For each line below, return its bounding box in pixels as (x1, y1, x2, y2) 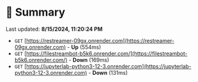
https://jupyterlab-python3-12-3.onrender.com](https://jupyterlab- (26, 63, 192, 70)
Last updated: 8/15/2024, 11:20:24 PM (5, 25, 103, 33)
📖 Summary (5, 5, 65, 19)
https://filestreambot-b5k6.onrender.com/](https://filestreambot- (26, 49, 188, 57)
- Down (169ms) (68, 56, 110, 63)
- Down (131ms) (88, 69, 128, 76)
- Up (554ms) (67, 43, 101, 51)
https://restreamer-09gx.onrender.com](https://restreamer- (26, 37, 175, 44)
